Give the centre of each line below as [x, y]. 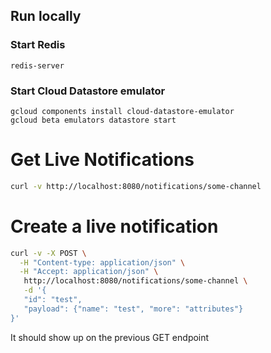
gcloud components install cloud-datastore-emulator [122, 111]
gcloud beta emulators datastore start [93, 120]
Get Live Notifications [102, 160]
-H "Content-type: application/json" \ [102, 262]
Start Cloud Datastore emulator [88, 91]
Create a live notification [114, 226]
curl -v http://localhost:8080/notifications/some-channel [136, 186]
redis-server [37, 65]
